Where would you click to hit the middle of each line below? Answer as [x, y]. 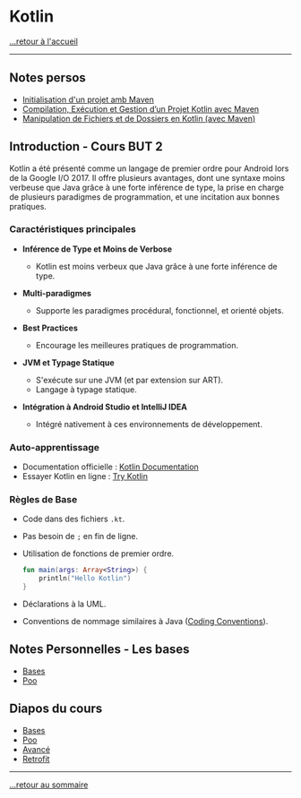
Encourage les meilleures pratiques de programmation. [137, 345]
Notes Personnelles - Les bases [99, 650]
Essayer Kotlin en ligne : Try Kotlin [85, 476]
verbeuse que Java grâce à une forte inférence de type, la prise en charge [147, 187]
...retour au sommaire [49, 785]
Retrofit [36, 759]
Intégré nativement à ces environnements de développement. [149, 424]
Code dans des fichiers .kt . [73, 519]
